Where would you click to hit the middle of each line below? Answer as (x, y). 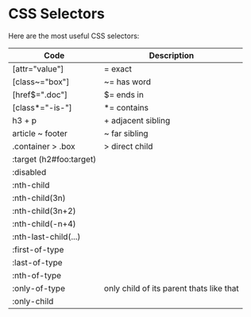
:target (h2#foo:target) (54, 159)
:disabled (29, 172)
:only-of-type (39, 288)
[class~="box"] (41, 82)
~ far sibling (126, 133)
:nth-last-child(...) (46, 237)
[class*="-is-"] (42, 107)
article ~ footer (40, 133)
